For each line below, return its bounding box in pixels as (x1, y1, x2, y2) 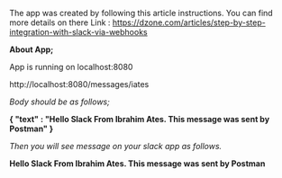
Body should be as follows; (9, 96, 110, 107)
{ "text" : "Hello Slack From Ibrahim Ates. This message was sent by (9, 114, 270, 124)
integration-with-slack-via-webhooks (9, 27, 148, 37)
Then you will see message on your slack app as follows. (9, 141, 223, 151)
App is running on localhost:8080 (9, 62, 133, 72)
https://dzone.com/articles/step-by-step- (112, 17, 266, 28)
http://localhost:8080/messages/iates (9, 79, 150, 89)
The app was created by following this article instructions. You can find (9, 8, 273, 18)
